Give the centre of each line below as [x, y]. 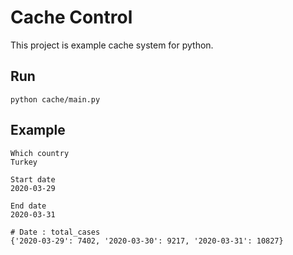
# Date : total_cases [55, 232]
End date [28, 206]
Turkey [24, 162]
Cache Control [71, 17]
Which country [40, 153]
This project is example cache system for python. [112, 45]
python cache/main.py [55, 99]
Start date [33, 179]
